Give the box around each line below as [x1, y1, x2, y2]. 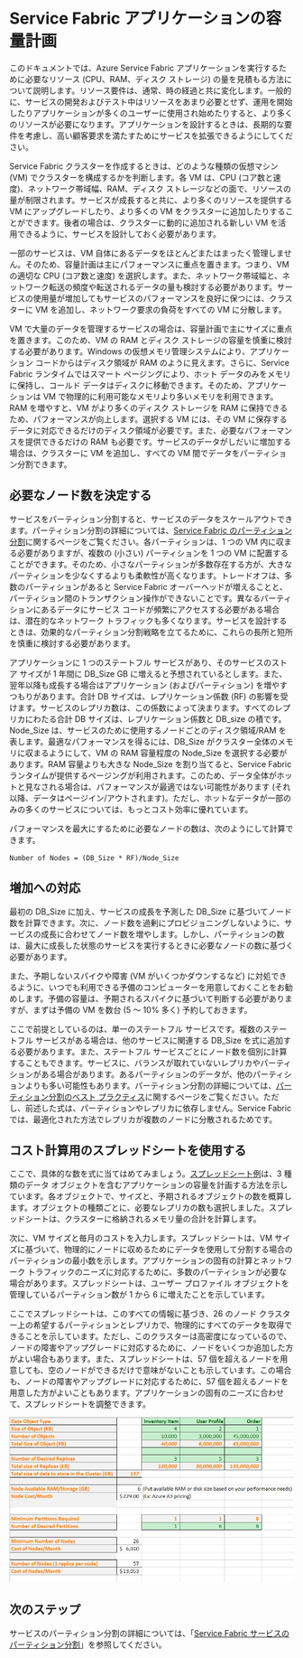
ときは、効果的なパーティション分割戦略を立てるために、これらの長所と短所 [9, 626, 293, 637]
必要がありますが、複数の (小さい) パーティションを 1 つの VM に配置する [16, 548, 289, 558]
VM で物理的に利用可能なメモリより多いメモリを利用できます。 [42, 390, 279, 402]
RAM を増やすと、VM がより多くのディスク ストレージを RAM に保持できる [9, 402, 289, 413]
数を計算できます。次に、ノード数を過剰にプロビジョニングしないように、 [9, 917, 285, 928]
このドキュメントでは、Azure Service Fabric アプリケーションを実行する [9, 62, 280, 73]
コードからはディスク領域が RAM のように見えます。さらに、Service [34, 357, 290, 368]
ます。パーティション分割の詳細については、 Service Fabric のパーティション [9, 525, 293, 536]
